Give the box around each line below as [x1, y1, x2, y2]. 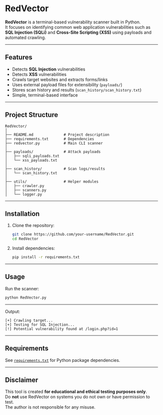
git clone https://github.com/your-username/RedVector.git [12, 232, 134, 237]
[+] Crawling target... [5, 318, 53, 323]
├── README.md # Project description [5, 132, 110, 137]
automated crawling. [5, 35, 46, 40]
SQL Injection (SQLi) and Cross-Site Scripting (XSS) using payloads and [5, 29, 152, 35]
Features [5, 53, 33, 61]
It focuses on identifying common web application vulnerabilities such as [5, 24, 151, 30]
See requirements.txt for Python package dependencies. [5, 357, 120, 363]
